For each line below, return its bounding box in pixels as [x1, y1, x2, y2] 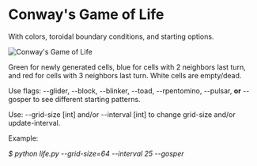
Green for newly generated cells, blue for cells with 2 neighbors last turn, [8, 62, 247, 72]
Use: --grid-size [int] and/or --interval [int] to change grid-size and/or [8, 109, 236, 119]
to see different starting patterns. [32, 94, 141, 104]
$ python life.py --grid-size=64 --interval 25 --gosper [8, 149, 184, 158]
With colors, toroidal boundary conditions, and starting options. [8, 32, 214, 41]
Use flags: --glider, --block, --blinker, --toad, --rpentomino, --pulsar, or [8, 85, 241, 96]
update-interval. [8, 118, 61, 127]
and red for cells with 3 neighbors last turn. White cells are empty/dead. [8, 70, 242, 80]
